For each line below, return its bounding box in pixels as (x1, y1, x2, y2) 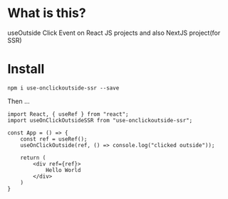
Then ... (7, 97, 30, 105)
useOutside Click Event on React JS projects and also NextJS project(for (7, 28, 221, 37)
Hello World (45, 166, 81, 173)
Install (7, 61, 45, 77)
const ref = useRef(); (20, 135, 88, 143)
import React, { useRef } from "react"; (7, 110, 130, 118)
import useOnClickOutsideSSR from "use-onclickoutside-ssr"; (7, 117, 193, 124)
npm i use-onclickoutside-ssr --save (7, 84, 120, 92)
